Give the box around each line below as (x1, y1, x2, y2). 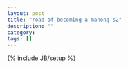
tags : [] (7, 36, 33, 42)
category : (7, 29, 36, 36)
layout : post (7, 10, 45, 17)
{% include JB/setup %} (7, 54, 76, 62)
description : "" (7, 23, 54, 29)
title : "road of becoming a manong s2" (7, 16, 122, 23)
